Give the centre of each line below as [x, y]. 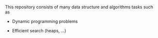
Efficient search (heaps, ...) [39, 31]
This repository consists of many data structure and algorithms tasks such [79, 7]
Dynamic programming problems [45, 21]
